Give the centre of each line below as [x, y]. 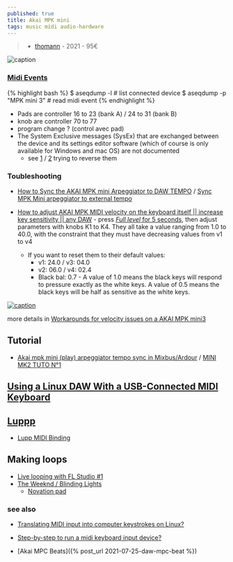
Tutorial [24, 341]
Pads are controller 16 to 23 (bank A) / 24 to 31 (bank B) [97, 114]
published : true [31, 14]
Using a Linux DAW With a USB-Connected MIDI [113, 387]
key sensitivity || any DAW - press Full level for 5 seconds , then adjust [117, 219]
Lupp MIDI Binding [44, 438]
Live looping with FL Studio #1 [60, 476]
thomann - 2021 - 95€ [66, 47]
